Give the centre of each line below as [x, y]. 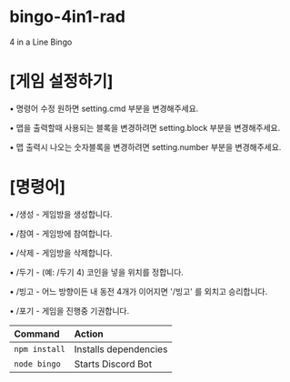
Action [89, 334]
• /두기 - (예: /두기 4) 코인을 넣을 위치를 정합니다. [97, 272]
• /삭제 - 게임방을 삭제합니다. [61, 253]
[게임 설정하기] [61, 81]
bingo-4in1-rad [67, 17]
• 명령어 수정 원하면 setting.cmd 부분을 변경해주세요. [104, 108]
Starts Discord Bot [113, 364]
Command [37, 334]
